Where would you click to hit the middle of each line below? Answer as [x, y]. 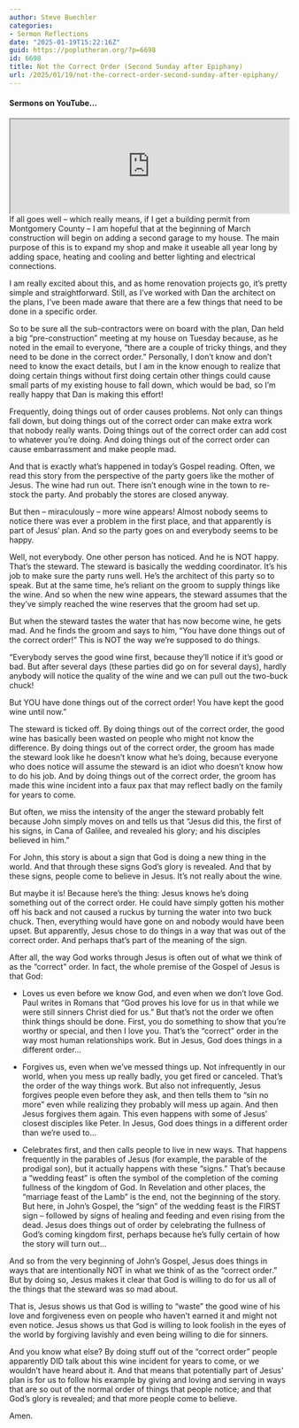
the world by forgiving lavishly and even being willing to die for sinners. [139, 1334]
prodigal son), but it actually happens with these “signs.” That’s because [153, 1168]
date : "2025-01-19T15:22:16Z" [65, 42]
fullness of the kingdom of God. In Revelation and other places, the [144, 1187]
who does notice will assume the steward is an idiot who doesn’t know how [146, 766]
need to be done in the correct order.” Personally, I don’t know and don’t [141, 357]
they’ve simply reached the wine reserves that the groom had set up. [135, 603]
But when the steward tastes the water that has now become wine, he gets [145, 621]
